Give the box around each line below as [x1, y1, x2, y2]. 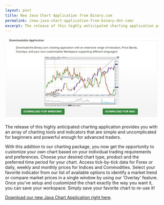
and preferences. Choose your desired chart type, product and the [5, 154, 139, 160]
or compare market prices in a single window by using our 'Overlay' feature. [5, 175, 158, 180]
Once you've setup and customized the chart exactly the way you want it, [5, 180, 153, 186]
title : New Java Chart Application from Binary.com [5, 13, 112, 18]
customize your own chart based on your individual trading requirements [5, 149, 151, 154]
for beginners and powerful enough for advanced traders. [5, 134, 121, 140]
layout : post [5, 8, 32, 13]
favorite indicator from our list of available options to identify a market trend [5, 169, 157, 175]
